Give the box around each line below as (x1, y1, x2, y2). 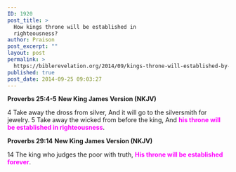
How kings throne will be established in (13, 23, 137, 30)
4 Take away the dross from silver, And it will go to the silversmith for (7, 108, 207, 117)
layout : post (7, 50, 46, 57)
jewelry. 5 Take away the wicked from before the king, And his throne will (7, 116, 221, 124)
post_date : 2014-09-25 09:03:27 (7, 75, 102, 83)
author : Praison (7, 37, 55, 44)
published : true (7, 69, 55, 76)
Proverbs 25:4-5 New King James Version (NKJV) (7, 95, 157, 103)
